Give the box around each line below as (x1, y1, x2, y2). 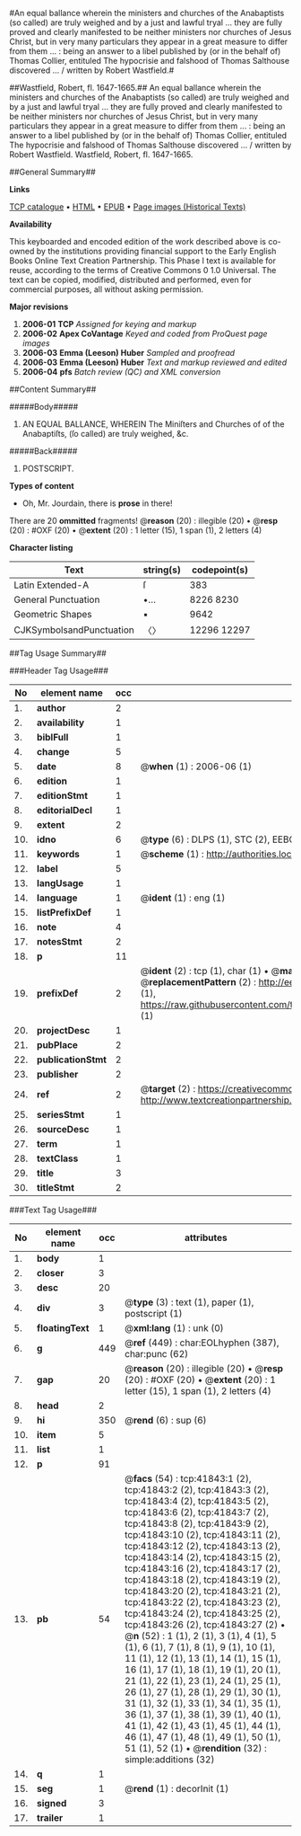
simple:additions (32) (125, 1753, 215, 1765)
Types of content (9, 481, 74, 491)
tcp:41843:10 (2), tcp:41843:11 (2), (125, 1529, 280, 1540)
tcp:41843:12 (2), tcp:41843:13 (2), (125, 1540, 280, 1552)
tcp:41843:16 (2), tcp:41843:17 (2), (125, 1563, 280, 1574)
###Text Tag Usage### (9, 1204, 98, 1215)
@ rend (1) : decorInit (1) (125, 1783, 229, 1795)
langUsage (37, 877, 84, 889)
